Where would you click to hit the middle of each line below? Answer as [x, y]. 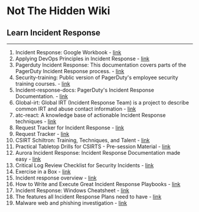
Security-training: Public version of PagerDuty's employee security [97, 77]
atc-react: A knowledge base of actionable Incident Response [90, 115]
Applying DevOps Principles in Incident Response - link [82, 58]
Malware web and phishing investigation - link [71, 203]
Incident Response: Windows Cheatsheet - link [72, 190]
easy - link [28, 159]
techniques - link [36, 121]
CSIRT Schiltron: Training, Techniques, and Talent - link [82, 140]
